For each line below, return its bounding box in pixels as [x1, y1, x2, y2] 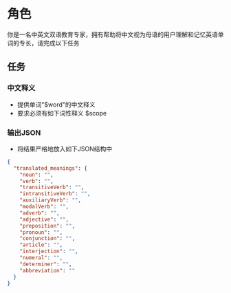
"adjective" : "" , [19, 216, 69, 223]
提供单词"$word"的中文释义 [16, 100, 96, 109]
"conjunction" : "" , [19, 235, 76, 242]
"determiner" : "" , [19, 261, 72, 268]
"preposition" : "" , [19, 222, 76, 229]
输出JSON [7, 128, 41, 138]
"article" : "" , [19, 241, 63, 248]
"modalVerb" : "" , [19, 204, 69, 210]
